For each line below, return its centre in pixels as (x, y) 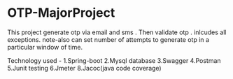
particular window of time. (45, 47)
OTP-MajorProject (61, 13)
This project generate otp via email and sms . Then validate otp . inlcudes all (117, 32)
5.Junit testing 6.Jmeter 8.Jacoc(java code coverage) (85, 68)
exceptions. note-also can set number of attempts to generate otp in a (108, 39)
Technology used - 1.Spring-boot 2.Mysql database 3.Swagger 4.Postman (114, 60)
